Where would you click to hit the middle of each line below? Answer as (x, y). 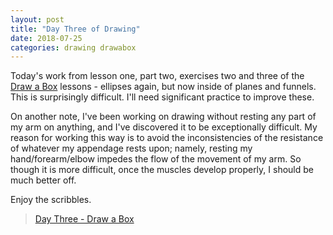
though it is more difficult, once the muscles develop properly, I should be (162, 170)
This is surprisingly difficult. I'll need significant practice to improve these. (162, 97)
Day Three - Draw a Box (84, 219)
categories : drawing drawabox (73, 47)
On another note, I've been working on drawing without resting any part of (163, 117)
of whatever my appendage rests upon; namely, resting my (131, 148)
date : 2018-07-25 (46, 38)
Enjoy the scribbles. (51, 200)
